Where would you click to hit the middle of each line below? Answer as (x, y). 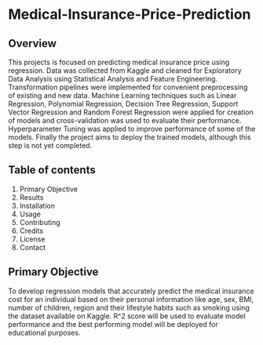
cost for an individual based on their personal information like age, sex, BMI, (131, 299)
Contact (32, 247)
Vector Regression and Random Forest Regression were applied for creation (131, 112)
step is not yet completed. (50, 145)
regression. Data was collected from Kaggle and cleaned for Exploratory (125, 71)
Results (31, 197)
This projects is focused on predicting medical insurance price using (119, 62)
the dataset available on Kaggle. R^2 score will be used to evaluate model (127, 316)
